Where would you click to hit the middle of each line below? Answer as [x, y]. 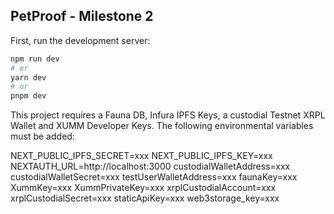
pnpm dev [28, 96]
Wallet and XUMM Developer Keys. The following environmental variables [162, 126]
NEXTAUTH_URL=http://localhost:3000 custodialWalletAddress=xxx [150, 166]
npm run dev [35, 59]
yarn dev [28, 77]
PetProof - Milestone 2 [82, 16]
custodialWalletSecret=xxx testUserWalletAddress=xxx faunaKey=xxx [154, 177]
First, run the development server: [80, 40]
